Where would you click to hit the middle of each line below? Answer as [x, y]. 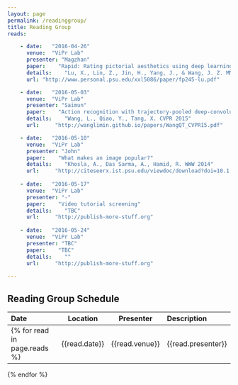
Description [187, 318]
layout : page [27, 14]
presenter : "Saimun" [56, 106]
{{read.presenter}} [197, 343]
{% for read [30, 330]
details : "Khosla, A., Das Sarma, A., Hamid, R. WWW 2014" [120, 164]
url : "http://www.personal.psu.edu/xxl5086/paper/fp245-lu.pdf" [123, 79]
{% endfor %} [28, 374]
